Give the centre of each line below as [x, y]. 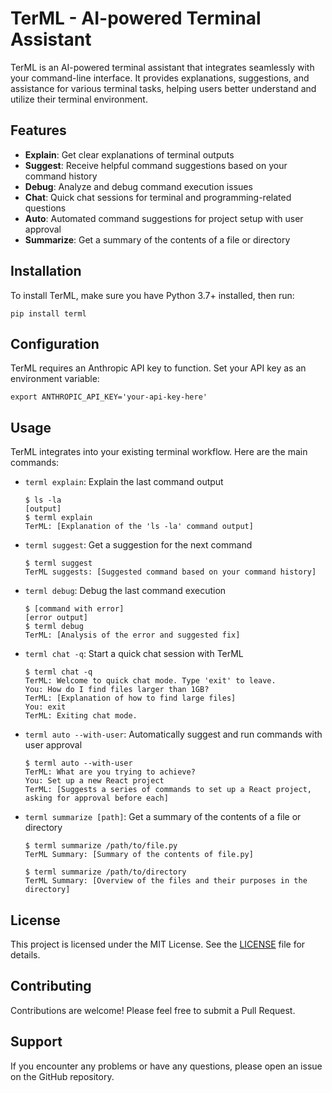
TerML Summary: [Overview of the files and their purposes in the [166, 881]
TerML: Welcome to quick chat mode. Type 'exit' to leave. [150, 681]
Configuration [55, 343]
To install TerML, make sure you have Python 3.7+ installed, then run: [152, 295]
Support [36, 1042]
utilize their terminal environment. [79, 99]
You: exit [45, 707]
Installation [46, 271]
